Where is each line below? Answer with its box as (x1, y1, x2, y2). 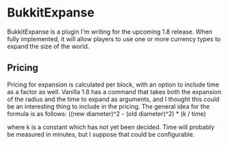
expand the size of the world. (7, 42, 90, 50)
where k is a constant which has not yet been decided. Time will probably (7, 122, 215, 131)
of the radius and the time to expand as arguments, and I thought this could (7, 95, 220, 103)
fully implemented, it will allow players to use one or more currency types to (7, 34, 221, 43)
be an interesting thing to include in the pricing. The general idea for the (7, 102, 210, 111)
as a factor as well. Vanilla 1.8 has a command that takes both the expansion (7, 87, 222, 96)
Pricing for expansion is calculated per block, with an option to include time (7, 80, 220, 89)
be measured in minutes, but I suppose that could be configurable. (7, 130, 195, 138)
